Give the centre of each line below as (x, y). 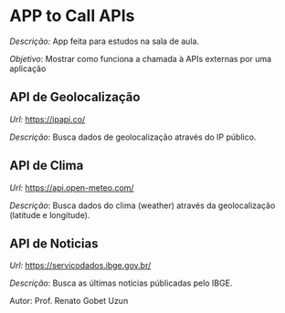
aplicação (28, 68)
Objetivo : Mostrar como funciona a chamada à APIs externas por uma (141, 58)
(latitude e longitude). (50, 214)
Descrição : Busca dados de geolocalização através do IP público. (133, 137)
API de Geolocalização (75, 97)
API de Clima (47, 166)
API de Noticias (54, 243)
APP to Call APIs (72, 16)
